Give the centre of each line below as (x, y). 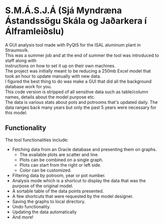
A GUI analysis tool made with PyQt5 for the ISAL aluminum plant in (73, 45)
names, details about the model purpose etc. (50, 97)
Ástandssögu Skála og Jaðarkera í (76, 21)
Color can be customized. (46, 170)
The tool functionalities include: (37, 140)
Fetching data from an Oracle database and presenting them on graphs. (84, 149)
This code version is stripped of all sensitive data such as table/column (77, 92)
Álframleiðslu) (35, 31)
